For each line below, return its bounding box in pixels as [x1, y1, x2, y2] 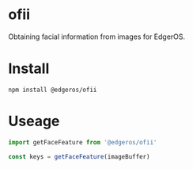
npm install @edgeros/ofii [8, 86, 97, 94]
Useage [8, 113, 60, 130]
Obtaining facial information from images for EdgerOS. [8, 32, 186, 41]
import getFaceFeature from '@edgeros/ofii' [8, 138, 157, 146]
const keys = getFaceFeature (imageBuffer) [8, 152, 150, 160]
